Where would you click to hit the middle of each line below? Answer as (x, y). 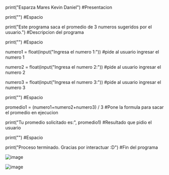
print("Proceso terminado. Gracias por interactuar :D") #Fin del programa (82, 147)
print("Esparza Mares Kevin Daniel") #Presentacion (59, 7)
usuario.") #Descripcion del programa (45, 32)
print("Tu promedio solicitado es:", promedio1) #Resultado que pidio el (79, 122)
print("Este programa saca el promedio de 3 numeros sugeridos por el (79, 27)
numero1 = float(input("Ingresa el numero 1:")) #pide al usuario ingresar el (82, 52)
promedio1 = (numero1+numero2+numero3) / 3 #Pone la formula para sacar (84, 107)
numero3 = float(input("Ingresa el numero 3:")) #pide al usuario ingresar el (83, 82)
